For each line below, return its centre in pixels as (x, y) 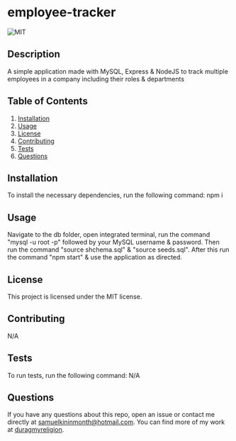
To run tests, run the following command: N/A (74, 375)
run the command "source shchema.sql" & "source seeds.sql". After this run (118, 250)
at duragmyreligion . (36, 430)
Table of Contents (48, 101)
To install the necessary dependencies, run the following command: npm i (115, 195)
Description (34, 54)
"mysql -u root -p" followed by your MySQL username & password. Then (113, 242)
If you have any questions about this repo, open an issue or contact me (111, 415)
